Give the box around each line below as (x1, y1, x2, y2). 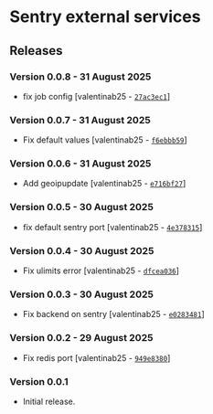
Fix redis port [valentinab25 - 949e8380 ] (22, 352, 171, 363)
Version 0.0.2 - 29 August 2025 (9, 332, 154, 345)
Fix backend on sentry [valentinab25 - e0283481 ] (22, 309, 206, 320)
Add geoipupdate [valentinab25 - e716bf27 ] (22, 178, 186, 189)
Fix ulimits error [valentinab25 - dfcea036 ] (22, 265, 180, 276)
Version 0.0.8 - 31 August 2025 (9, 70, 152, 83)
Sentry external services (9, 6, 201, 27)
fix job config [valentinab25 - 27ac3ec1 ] (22, 90, 171, 101)
